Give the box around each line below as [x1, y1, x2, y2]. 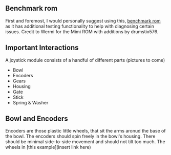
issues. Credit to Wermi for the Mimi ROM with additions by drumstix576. [5, 28, 159, 35]
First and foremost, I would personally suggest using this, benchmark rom [5, 17, 161, 24]
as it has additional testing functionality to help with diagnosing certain [5, 23, 155, 29]
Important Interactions [5, 43, 79, 52]
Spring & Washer [12, 99, 49, 105]
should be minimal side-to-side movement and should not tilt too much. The [5, 139, 165, 145]
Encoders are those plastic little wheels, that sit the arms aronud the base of [5, 128, 166, 134]
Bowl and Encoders [5, 115, 68, 123]
